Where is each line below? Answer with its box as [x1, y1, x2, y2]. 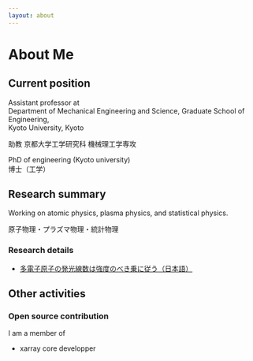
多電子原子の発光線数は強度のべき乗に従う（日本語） [19, 263, 193, 273]
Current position [8, 76, 91, 91]
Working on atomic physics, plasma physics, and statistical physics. [8, 208, 229, 218]
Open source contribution [8, 311, 109, 322]
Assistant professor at [8, 98, 80, 107]
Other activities [8, 287, 86, 300]
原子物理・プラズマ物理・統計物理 [8, 225, 119, 234]
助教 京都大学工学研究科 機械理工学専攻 [8, 139, 136, 148]
